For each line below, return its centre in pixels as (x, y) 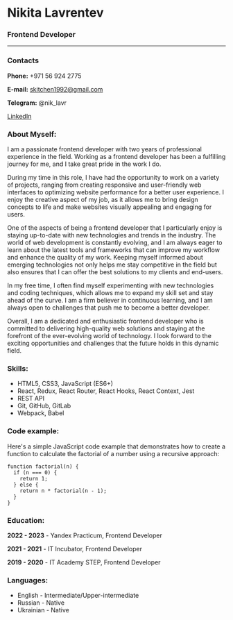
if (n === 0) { (35, 472)
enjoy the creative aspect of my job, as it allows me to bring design (103, 200)
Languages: (28, 580)
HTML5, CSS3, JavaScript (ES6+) (65, 384)
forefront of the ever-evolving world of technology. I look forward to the (109, 336)
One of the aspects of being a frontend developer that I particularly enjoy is (115, 228)
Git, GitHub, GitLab (44, 406)
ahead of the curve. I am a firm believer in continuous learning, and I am (110, 301)
